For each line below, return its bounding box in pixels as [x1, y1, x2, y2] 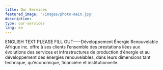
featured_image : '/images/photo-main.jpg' [5, 12, 93, 17]
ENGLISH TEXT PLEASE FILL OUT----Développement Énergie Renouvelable [5, 39, 158, 45]
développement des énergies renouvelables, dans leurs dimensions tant [5, 54, 151, 60]
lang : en [5, 25, 23, 30]
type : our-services [5, 21, 45, 26]
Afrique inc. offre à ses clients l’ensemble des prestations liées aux [5, 44, 140, 50]
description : [5, 16, 32, 21]
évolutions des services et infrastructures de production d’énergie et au [5, 49, 150, 55]
